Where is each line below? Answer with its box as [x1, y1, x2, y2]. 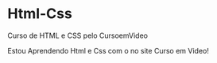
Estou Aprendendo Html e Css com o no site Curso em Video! [7, 46, 210, 55]
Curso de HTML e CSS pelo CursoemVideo [7, 31, 149, 40]
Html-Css [7, 5, 72, 23]
